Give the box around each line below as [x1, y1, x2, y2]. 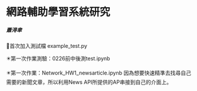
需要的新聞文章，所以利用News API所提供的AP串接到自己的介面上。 [6, 79, 172, 86]
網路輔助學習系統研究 [6, 5, 111, 19]
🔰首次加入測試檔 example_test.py [6, 43, 88, 50]
